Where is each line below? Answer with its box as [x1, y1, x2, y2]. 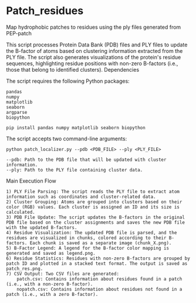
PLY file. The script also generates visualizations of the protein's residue [6, 53, 181, 60]
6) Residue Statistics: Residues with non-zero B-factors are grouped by [6, 255, 191, 261]
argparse [6, 109, 28, 115]
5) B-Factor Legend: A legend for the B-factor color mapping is [6, 245, 169, 251]
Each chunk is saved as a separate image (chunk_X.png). [29, 240, 172, 246]
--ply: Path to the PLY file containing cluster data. [6, 167, 143, 173]
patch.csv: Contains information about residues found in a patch [16, 276, 183, 282]
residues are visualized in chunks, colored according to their [6, 235, 167, 241]
